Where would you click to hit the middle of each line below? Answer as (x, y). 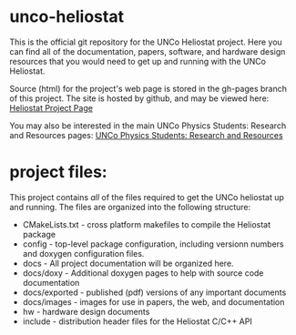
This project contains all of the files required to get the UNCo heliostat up (147, 197)
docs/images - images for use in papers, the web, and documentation (153, 301)
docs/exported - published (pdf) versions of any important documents (154, 292)
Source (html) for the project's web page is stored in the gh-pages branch (148, 88)
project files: (58, 173)
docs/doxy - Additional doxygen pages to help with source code (143, 273)
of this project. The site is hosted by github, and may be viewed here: (139, 98)
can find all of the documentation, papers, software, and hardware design (148, 51)
